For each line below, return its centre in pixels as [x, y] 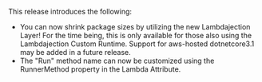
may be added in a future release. [75, 52]
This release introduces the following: [70, 12]
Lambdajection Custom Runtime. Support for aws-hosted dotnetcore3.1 [137, 44]
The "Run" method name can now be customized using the [117, 61]
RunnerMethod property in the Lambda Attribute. [100, 69]
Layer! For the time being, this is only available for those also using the [136, 35]
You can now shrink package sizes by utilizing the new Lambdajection [135, 27]
